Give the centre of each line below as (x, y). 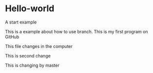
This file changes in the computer (39, 46)
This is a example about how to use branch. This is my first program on (76, 31)
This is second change (28, 56)
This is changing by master (32, 65)
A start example (21, 22)
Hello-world (30, 9)
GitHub (12, 37)
